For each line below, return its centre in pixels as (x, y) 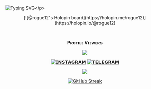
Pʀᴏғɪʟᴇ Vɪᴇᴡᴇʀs (85, 42)
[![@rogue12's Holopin (47, 17)
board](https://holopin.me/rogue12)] (109, 17)
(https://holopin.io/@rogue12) (85, 23)
